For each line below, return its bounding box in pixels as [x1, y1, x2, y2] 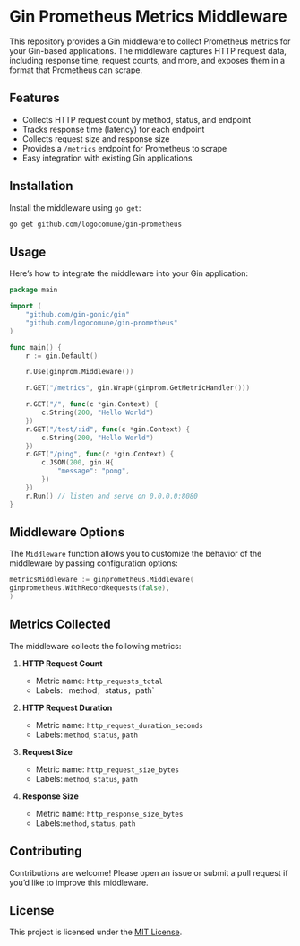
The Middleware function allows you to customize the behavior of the [9, 549, 262, 560]
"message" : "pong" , [56, 466, 130, 476]
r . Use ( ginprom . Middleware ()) [25, 368, 134, 377]
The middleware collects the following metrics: [9, 640, 182, 651]
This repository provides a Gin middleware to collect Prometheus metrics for [9, 36, 291, 47]
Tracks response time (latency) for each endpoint [21, 124, 205, 135]
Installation [9, 178, 73, 194]
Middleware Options [9, 525, 125, 540]
